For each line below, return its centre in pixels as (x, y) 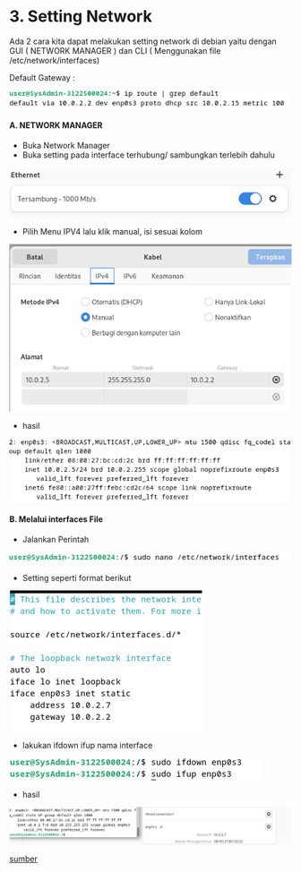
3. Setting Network (81, 17)
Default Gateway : (43, 77)
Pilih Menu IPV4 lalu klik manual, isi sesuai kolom (112, 232)
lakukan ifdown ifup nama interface (87, 746)
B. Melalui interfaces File (56, 519)
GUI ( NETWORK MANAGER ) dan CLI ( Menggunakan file (115, 50)
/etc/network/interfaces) (55, 60)
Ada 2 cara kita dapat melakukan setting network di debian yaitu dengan (143, 41)
